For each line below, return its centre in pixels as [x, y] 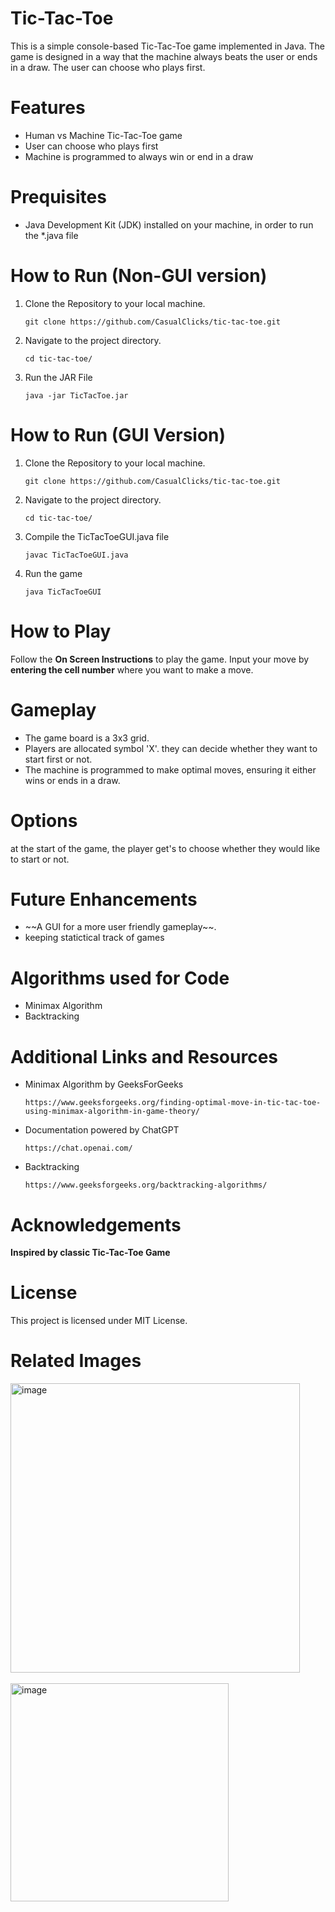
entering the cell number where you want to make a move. [132, 669]
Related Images [76, 1361]
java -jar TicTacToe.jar [76, 395]
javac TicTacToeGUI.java [76, 555]
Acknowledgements [96, 1224]
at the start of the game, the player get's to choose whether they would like [165, 848]
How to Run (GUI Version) [118, 434]
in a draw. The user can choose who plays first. [108, 67]
